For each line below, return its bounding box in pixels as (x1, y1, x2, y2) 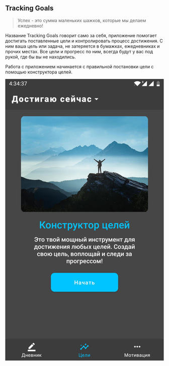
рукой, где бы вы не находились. (5, 54, 76, 60)
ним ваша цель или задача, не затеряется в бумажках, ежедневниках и (5, 43, 160, 49)
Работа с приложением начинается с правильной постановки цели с (5, 63, 154, 69)
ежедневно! (17, 23, 44, 29)
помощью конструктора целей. (5, 69, 73, 75)
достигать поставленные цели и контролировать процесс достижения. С (5, 38, 163, 44)
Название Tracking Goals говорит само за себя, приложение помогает (5, 32, 157, 38)
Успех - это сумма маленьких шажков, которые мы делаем (17, 17, 146, 23)
